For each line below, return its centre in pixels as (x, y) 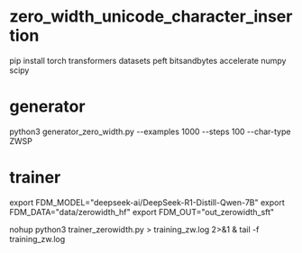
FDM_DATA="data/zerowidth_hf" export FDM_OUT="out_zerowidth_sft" (142, 212)
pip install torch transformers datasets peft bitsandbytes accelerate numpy (148, 60)
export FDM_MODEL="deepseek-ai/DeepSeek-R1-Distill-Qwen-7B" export (147, 202)
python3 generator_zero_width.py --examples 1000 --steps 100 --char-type (150, 131)
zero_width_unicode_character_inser (151, 17)
